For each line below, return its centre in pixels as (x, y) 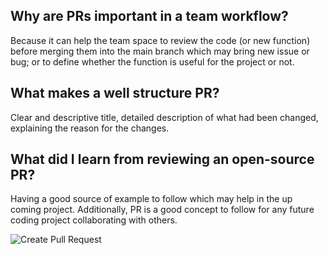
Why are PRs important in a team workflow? (149, 16)
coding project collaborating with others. (94, 220)
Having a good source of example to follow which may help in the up (151, 199)
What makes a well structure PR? (115, 93)
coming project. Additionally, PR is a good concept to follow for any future (162, 210)
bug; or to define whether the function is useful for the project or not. (152, 61)
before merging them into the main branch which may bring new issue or (160, 51)
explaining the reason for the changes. (90, 128)
